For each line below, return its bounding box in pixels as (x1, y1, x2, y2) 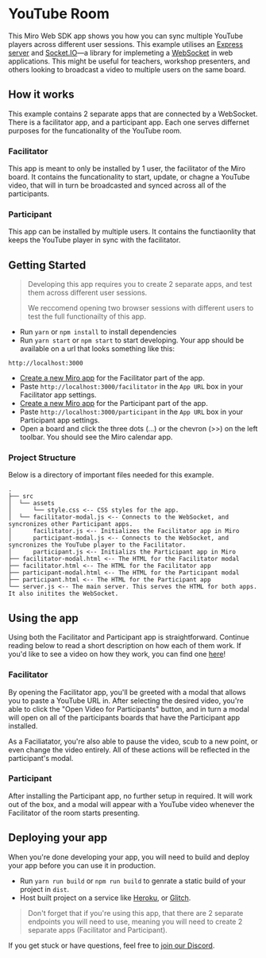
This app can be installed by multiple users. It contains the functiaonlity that (8, 227, 256, 237)
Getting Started (8, 258, 87, 272)
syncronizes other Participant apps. (8, 520, 133, 528)
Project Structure (8, 452, 76, 463)
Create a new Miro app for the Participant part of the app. (19, 399, 208, 408)
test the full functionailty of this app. (27, 311, 147, 322)
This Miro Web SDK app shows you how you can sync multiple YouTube (8, 31, 244, 41)
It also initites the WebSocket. (8, 589, 119, 598)
